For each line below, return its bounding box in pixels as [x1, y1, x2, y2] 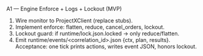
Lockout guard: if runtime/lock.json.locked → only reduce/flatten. [15, 30, 179, 37]
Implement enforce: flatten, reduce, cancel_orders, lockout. [15, 24, 165, 30]
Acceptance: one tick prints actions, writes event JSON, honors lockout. [15, 43, 197, 50]
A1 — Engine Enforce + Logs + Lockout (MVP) [6, 5, 122, 12]
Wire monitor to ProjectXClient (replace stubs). [15, 17, 133, 24]
